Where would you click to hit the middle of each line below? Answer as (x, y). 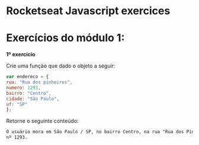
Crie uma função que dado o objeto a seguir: (61, 66)
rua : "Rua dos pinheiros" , (39, 82)
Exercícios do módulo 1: (65, 38)
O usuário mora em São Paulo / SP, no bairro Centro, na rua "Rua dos (95, 132)
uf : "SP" (17, 104)
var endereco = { (28, 77)
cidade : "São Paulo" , (33, 99)
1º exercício (21, 54)
